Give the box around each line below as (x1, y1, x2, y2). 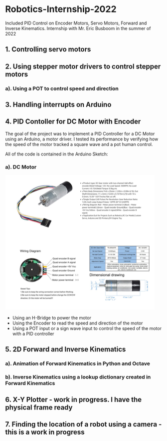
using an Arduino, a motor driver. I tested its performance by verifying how (5, 136, 159, 142)
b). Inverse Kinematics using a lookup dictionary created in (5, 373, 151, 380)
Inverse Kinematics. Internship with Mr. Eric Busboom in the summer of (5, 25, 151, 31)
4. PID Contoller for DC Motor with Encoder (5, 117, 141, 126)
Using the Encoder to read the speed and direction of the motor (12, 320, 143, 326)
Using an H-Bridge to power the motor (12, 314, 91, 320)
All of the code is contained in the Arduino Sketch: (5, 151, 108, 157)
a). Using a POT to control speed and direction (5, 85, 119, 92)
